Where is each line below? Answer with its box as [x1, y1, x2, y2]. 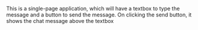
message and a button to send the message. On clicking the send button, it [6, 11, 192, 18]
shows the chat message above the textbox [6, 18, 114, 24]
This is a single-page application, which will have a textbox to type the [6, 5, 180, 12]
